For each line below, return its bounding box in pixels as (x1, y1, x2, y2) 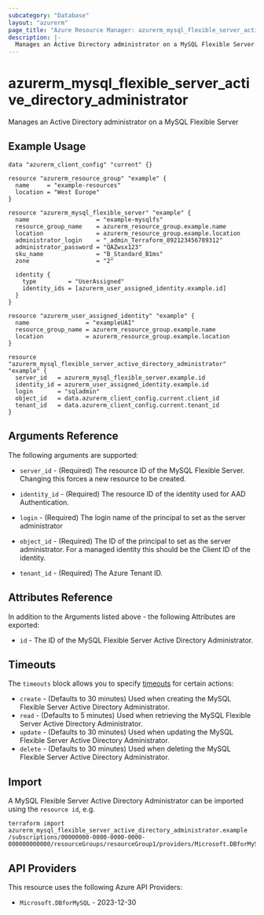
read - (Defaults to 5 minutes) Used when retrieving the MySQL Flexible (19, 711, 251, 720)
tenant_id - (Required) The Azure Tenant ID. (19, 568, 163, 577)
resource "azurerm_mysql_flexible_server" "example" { (8, 209, 192, 217)
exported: (8, 620, 40, 629)
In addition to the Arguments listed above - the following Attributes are (8, 612, 236, 621)
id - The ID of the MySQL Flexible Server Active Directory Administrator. (19, 635, 254, 645)
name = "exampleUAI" (15, 319, 135, 327)
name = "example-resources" (15, 181, 122, 189)
